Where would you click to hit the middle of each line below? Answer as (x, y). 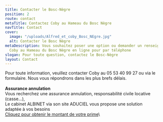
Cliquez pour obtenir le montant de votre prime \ (53, 114)
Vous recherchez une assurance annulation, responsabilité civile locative (78, 94)
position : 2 (17, 14)
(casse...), (15, 99)
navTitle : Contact (24, 28)
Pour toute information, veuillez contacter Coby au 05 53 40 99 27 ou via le (80, 73)
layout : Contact (21, 59)
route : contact (20, 18)
